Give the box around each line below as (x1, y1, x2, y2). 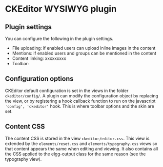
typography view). (5, 156, 42, 162)
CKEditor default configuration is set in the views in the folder (5, 88, 129, 93)
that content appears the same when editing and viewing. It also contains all (5, 146, 158, 151)
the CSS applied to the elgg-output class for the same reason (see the (5, 151, 146, 157)
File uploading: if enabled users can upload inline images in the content (12, 45, 156, 51)
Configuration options (5, 74, 74, 83)
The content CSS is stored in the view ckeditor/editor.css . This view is (5, 135, 150, 141)
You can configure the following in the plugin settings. (5, 36, 114, 41)
